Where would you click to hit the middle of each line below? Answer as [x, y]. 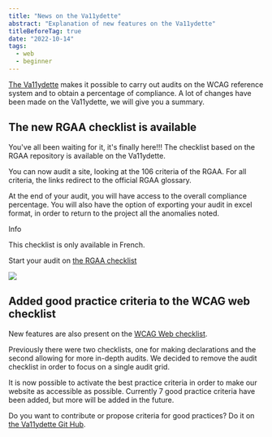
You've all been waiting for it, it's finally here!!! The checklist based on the [132, 146]
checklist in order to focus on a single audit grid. [89, 366]
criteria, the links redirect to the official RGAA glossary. [100, 180]
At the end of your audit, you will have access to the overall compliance [128, 195]
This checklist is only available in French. [77, 244]
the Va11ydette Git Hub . [47, 424]
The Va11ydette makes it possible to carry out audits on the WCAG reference [136, 84]
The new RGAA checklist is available [103, 127]
